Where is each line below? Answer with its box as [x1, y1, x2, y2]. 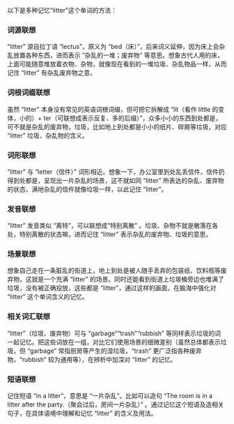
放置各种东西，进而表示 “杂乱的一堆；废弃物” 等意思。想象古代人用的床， [13, 51, 224, 59]
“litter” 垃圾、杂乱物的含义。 [7, 131, 88, 140]
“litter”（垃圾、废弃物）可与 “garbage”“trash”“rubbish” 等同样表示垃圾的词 [7, 329, 221, 337]
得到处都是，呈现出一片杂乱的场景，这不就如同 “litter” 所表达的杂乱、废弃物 [7, 176, 224, 184]
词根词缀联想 [7, 88, 51, 98]
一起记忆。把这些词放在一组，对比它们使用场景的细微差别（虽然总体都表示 [7, 337, 221, 346]
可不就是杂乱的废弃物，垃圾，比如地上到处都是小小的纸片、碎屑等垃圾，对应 [7, 122, 227, 131]
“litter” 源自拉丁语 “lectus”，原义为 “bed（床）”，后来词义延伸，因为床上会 [7, 43, 219, 51]
